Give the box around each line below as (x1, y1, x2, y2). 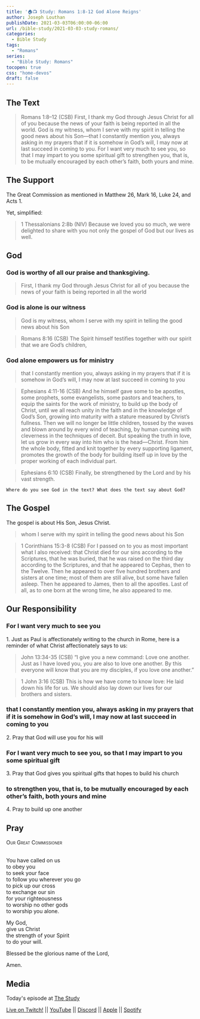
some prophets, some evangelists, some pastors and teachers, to (20, 394, 182, 401)
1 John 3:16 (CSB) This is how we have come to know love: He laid (20, 678, 184, 685)
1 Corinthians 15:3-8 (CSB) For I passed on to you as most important (20, 542, 188, 549)
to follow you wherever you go (6, 876, 81, 883)
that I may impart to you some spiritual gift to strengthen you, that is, (20, 151, 189, 158)
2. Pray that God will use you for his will (6, 733, 103, 741)
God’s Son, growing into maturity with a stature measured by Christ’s (20, 413, 190, 420)
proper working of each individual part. (20, 458, 118, 465)
